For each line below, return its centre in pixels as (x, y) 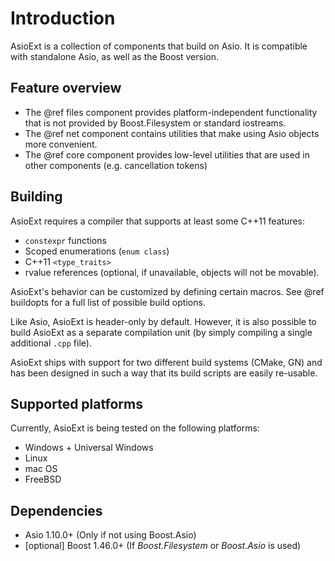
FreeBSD (43, 479)
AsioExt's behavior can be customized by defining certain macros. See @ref (167, 291)
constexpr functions (65, 240)
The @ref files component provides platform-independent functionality (171, 112)
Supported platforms (76, 403)
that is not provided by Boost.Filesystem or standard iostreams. (155, 123)
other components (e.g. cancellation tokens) (116, 165)
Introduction (63, 18)
